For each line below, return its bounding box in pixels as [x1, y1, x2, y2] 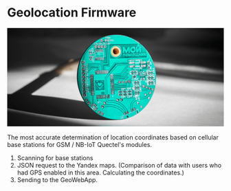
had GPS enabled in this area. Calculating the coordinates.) [16, 168, 184, 177]
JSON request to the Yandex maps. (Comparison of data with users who [16, 161, 222, 169]
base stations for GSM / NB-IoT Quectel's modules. [7, 140, 153, 148]
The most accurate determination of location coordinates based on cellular [7, 133, 219, 142]
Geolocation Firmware [7, 5, 137, 21]
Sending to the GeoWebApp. [16, 175, 98, 183]
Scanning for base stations [16, 153, 93, 162]
